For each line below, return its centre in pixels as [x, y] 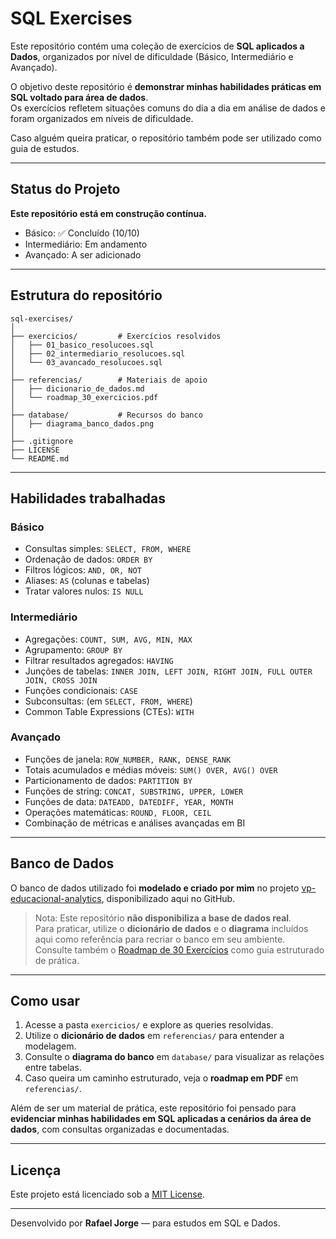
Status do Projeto [65, 189]
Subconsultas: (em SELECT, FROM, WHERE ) [108, 701]
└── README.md [40, 458]
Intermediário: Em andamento [86, 244]
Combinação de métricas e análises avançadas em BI [135, 823]
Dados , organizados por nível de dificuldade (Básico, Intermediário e [152, 56]
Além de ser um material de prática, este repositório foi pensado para [153, 1108]
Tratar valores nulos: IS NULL [84, 591]
